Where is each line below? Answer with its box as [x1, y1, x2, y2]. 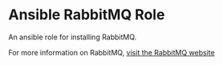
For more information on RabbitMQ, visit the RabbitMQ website [8, 47, 215, 57]
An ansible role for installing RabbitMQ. [8, 32, 137, 42]
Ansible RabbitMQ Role [8, 6, 165, 24]
